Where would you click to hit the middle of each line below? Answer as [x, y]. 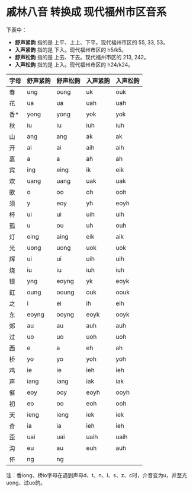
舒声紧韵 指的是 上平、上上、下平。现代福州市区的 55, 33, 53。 [91, 42]
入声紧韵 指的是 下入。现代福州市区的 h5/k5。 [71, 50]
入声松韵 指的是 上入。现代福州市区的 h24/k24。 [74, 64]
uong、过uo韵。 [26, 483]
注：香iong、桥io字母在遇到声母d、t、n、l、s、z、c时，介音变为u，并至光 [97, 475]
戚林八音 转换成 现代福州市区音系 [86, 12]
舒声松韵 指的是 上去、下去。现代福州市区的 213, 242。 [82, 57]
